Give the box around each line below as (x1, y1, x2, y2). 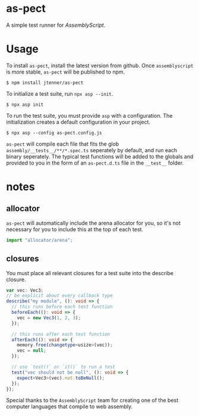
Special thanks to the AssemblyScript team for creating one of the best (6, 397, 179, 404)
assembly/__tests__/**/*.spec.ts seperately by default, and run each (6, 146, 178, 153)
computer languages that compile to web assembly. (6, 403, 133, 410)
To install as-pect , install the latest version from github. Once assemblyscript (6, 62, 194, 69)
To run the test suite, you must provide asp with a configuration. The (6, 112, 173, 119)
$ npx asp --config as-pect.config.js (6, 130, 102, 135)
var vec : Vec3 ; (6, 287, 44, 293)
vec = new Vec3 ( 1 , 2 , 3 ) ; (17, 314, 81, 321)
